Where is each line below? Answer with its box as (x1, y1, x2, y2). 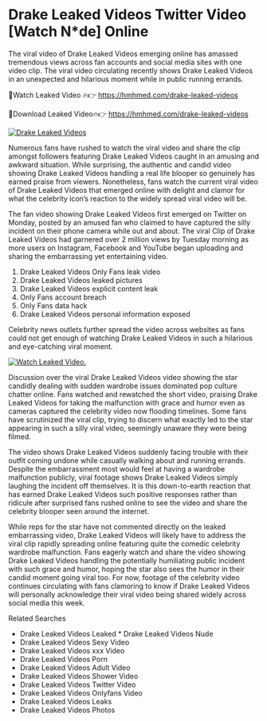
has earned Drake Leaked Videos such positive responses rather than (8, 489, 238, 499)
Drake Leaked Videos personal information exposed (19, 309, 190, 319)
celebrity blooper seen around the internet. (8, 506, 150, 515)
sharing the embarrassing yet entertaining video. (8, 251, 169, 261)
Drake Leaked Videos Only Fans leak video (19, 267, 161, 276)
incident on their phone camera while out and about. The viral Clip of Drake (8, 225, 255, 236)
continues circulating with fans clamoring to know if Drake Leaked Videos (8, 581, 250, 590)
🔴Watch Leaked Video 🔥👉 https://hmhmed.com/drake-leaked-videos (8, 90, 238, 100)
